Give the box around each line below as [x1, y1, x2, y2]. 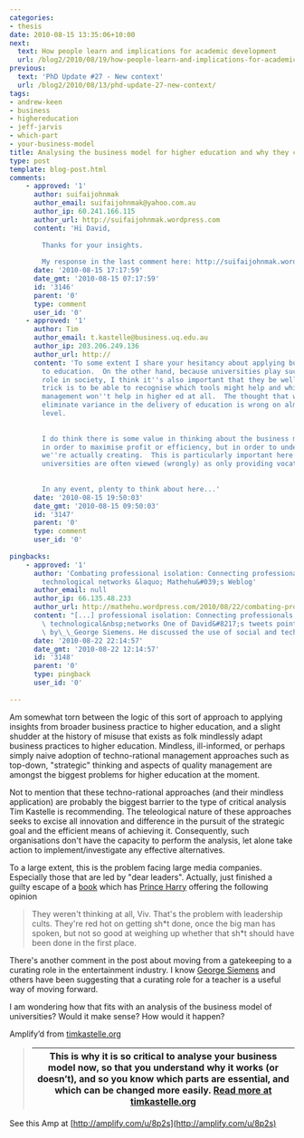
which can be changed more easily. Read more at [53, 1084, 272, 1096]
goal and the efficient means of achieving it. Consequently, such [9, 825, 250, 836]
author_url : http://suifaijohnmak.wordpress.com [33, 215, 221, 225]
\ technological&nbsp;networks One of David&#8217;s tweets [42, 619, 273, 628]
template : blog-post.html [9, 165, 107, 174]
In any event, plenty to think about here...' [42, 484, 221, 493]
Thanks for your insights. [42, 241, 144, 250]
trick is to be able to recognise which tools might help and [42, 384, 281, 393]
